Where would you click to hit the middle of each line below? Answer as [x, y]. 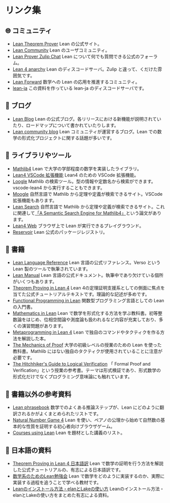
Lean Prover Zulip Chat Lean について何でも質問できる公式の [76, 57]
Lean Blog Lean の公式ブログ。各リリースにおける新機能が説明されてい [87, 119]
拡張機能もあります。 [35, 200]
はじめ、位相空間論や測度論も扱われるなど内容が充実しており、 [92, 319]
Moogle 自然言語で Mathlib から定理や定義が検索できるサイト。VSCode [88, 194]
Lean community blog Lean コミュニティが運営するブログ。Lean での [85, 131]
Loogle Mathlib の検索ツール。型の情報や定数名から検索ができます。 [84, 181]
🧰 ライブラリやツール [38, 155]
